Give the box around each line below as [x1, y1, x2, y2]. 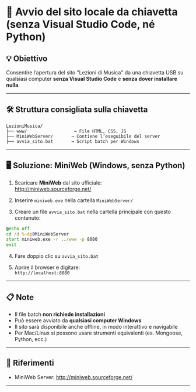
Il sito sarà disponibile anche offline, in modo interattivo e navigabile [14, 323, 178, 330]
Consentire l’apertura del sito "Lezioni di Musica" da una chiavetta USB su [6, 69, 184, 76]
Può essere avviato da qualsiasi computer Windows [14, 316, 142, 324]
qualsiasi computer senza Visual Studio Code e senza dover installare [6, 76, 177, 82]
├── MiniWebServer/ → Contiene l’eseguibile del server [6, 133, 160, 139]
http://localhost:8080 [14, 270, 70, 276]
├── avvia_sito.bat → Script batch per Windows [6, 138, 140, 144]
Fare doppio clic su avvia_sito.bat [14, 253, 99, 260]
